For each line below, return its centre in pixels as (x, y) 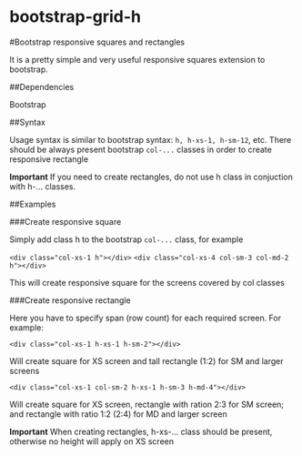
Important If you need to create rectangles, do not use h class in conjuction (151, 177)
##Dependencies (42, 86)
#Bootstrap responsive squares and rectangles (97, 42)
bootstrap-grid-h (75, 17)
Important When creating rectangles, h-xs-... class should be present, (141, 431)
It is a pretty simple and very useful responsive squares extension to (137, 59)
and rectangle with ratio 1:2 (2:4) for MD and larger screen (118, 414)
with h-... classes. (43, 186)
